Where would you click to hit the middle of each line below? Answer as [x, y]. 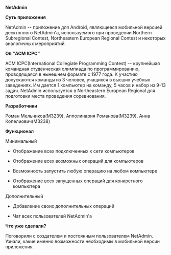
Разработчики [21, 106]
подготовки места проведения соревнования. [56, 96]
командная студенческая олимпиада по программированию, [72, 69]
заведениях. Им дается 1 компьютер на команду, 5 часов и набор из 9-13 [86, 85]
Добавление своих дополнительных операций [64, 206]
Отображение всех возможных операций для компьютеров [78, 161]
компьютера [27, 186]
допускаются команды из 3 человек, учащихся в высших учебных [78, 80]
